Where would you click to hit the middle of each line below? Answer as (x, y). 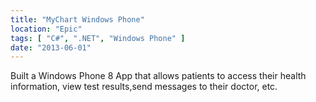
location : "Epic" (46, 29)
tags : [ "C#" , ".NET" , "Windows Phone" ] (98, 38)
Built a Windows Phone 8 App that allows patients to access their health (158, 76)
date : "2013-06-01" (51, 47)
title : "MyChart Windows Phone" (77, 19)
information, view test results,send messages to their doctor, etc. (144, 87)
